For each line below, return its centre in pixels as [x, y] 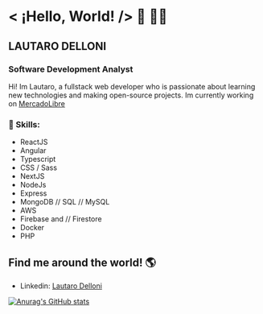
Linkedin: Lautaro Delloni [61, 286]
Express [33, 193]
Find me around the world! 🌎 [82, 262]
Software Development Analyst [71, 69]
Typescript [38, 159]
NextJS [32, 176]
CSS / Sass [39, 167]
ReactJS [34, 142]
